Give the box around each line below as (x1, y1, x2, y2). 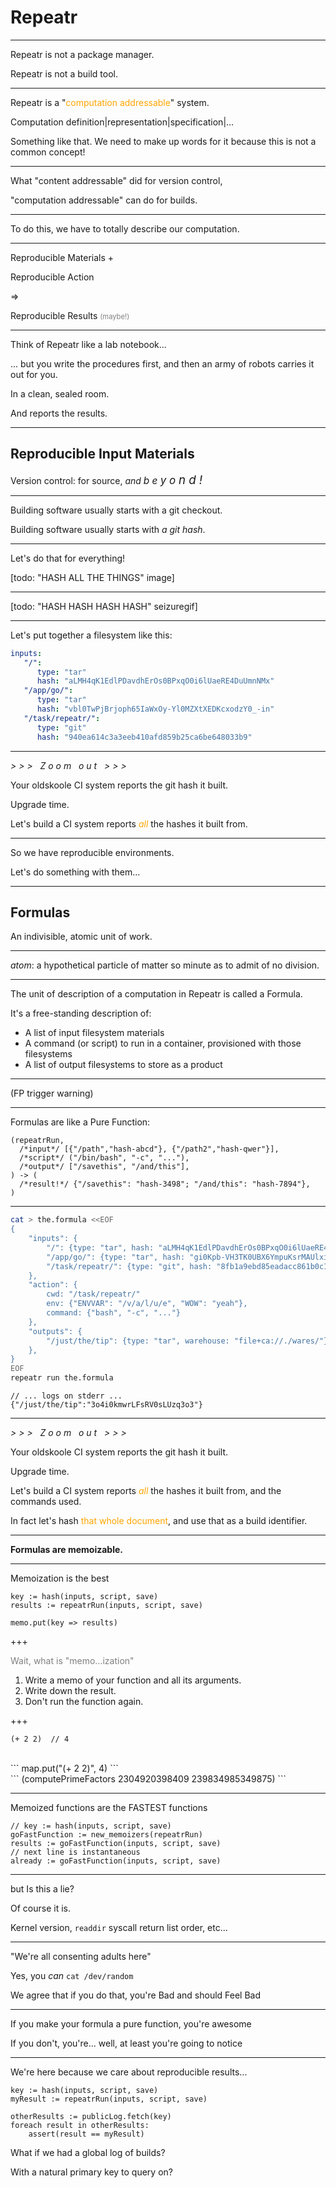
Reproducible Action (10, 271, 95, 283)
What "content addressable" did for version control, (10, 174, 223, 186)
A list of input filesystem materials (24, 1027, 165, 1039)
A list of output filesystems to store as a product (24, 1059, 223, 1071)
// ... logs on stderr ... (10, 1391, 123, 1401)
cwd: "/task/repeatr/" (46, 1289, 141, 1300)
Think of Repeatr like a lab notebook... (10, 338, 167, 350)
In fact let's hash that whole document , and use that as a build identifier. (10, 1515, 308, 1527)
